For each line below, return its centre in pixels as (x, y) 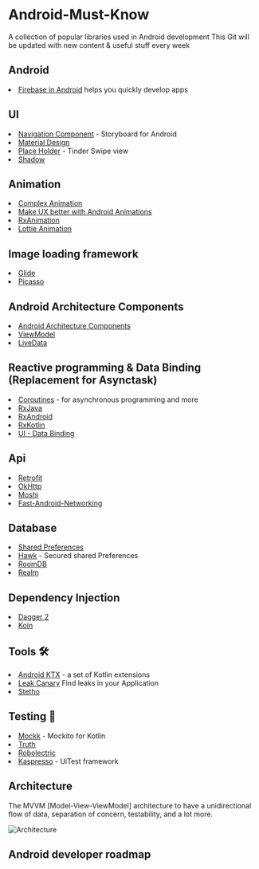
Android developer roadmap (80, 855)
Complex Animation (51, 203)
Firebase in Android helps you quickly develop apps (104, 89)
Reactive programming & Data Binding (105, 368)
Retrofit (31, 478)
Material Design (44, 142)
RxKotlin (32, 425)
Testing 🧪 (32, 716)
